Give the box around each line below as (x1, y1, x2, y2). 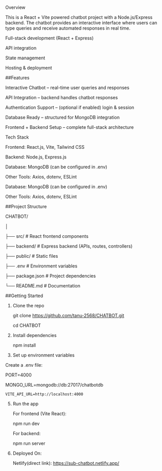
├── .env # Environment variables (5, 263, 78, 269)
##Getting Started (5, 293, 43, 299)
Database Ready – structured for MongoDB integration (5, 115, 120, 120)
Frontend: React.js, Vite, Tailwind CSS (5, 144, 85, 150)
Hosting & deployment (5, 65, 52, 71)
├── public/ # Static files (5, 253, 58, 259)
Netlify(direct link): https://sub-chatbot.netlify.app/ (12, 460, 120, 466)
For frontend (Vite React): (12, 411, 66, 416)
